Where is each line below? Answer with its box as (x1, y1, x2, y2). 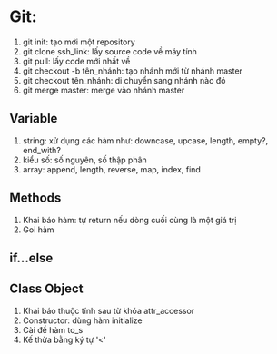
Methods (9, 191, 62, 206)
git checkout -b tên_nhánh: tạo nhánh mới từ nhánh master (22, 65, 243, 76)
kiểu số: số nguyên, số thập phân (22, 154, 147, 165)
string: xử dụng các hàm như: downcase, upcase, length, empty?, (22, 134, 269, 146)
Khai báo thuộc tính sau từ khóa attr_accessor (22, 305, 195, 316)
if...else (9, 250, 54, 265)
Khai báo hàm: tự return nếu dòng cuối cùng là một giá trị (22, 214, 237, 225)
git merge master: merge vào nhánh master (22, 84, 185, 95)
